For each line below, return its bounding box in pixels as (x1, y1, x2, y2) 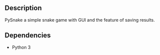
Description (4, 4, 42, 12)
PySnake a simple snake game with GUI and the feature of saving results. (4, 17, 155, 23)
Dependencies (4, 31, 51, 40)
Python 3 (11, 44, 31, 50)
